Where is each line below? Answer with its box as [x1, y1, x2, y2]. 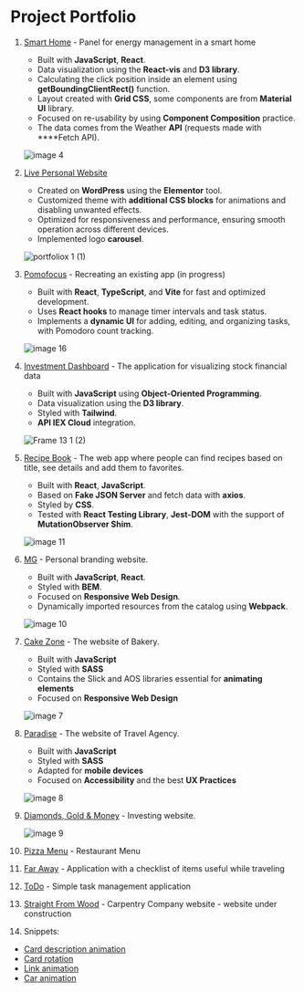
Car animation [23, 972, 77, 983]
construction [23, 908, 72, 919]
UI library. [37, 102, 74, 113]
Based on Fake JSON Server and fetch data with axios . [37, 489, 246, 500]
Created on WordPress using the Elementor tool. [37, 184, 223, 195]
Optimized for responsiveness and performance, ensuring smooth [37, 214, 286, 225]
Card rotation [23, 953, 74, 964]
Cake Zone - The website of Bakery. [23, 636, 160, 647]
